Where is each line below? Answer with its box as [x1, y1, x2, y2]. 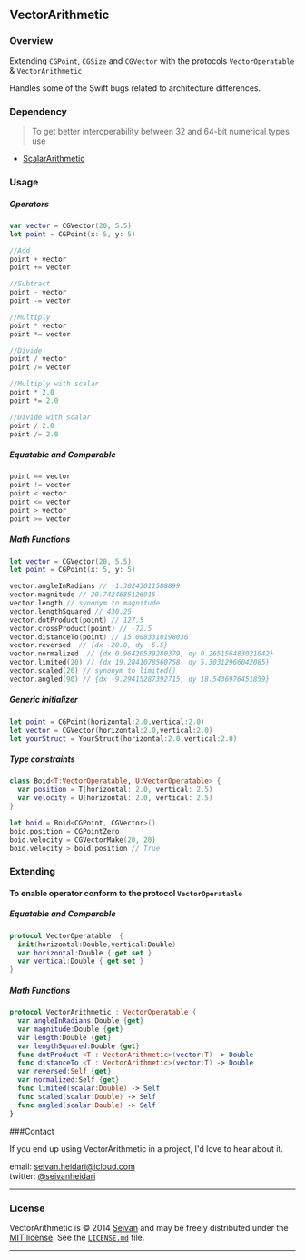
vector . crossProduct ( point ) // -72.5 [9, 624, 152, 633]
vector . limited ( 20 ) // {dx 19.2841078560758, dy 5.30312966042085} [9, 658, 271, 667]
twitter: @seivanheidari [9, 1170, 96, 1181]
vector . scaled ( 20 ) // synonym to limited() [9, 666, 177, 675]
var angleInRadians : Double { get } [17, 1016, 144, 1025]
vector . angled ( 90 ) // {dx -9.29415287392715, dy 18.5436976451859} [9, 675, 271, 684]
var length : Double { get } [17, 1033, 112, 1042]
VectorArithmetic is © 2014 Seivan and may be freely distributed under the [9, 1222, 289, 1233]
